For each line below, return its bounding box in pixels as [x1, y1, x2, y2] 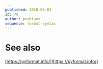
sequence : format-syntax [5, 21, 56, 26]
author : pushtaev [5, 16, 41, 21]
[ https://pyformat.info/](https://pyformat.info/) [5, 59, 98, 65]
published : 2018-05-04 [5, 7, 51, 12]
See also [5, 42, 41, 53]
